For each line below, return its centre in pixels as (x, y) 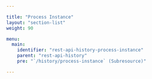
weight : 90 (20, 28)
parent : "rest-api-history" (52, 56)
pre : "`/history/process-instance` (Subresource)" (82, 61)
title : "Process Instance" (40, 17)
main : (19, 45)
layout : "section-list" (36, 22)
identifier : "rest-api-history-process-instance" (81, 50)
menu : (13, 39)
